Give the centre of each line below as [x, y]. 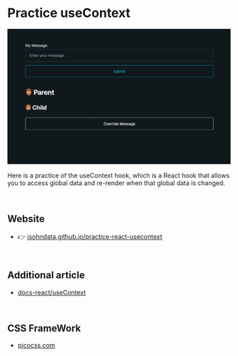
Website [26, 219]
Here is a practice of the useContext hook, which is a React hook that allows [119, 175]
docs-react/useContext [52, 292]
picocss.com [36, 345]
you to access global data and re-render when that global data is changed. [116, 183]
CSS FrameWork [44, 328]
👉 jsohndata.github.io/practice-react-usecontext [90, 236]
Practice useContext [69, 13]
